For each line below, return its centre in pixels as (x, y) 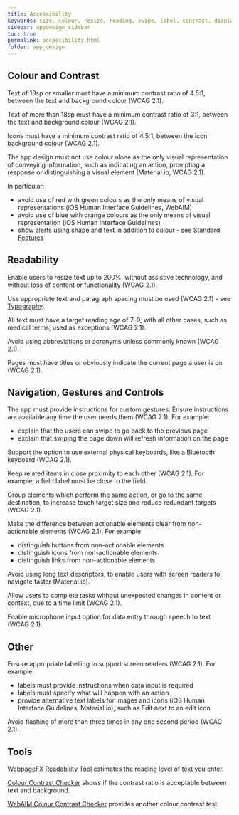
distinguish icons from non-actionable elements (87, 553)
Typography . (26, 306)
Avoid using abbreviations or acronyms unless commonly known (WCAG (113, 341)
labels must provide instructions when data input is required (105, 685)
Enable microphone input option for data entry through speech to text (109, 617)
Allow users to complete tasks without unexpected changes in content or (115, 596)
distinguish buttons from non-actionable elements (91, 545)
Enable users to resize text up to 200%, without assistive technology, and (115, 277)
